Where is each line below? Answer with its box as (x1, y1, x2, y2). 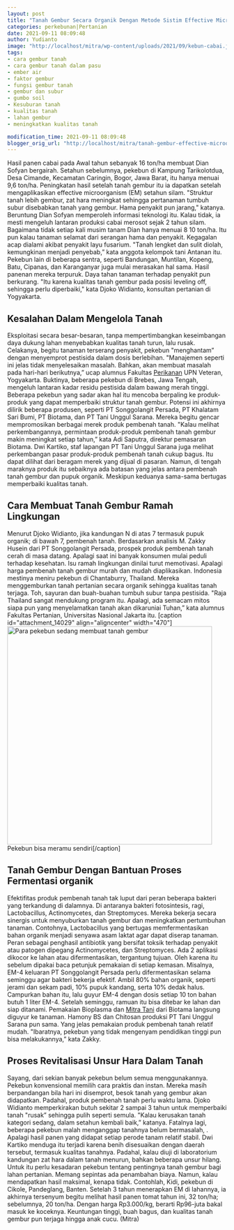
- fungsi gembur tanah (7, 82, 73, 89)
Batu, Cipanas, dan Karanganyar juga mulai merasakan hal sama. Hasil (7, 263, 210, 271)
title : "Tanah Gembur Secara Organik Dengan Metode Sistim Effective (7, 17, 214, 24)
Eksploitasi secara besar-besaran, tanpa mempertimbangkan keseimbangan (7, 331, 226, 339)
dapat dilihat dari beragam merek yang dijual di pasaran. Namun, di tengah (7, 457, 221, 466)
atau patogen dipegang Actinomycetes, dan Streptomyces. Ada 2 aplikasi (7, 946, 218, 954)
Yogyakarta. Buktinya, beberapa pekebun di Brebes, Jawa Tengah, (7, 376, 198, 384)
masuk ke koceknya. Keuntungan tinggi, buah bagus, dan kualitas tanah (7, 1207, 214, 1215)
